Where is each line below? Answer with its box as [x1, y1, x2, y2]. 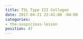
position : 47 [5, 26, 33, 31]
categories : [5, 17, 30, 22]
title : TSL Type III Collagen [5, 7, 69, 13]
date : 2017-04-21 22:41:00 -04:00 [5, 12, 78, 17]
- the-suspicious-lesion [5, 21, 58, 27]
